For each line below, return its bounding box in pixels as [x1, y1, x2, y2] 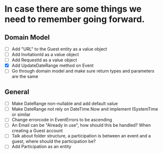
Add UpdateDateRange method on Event [11, 62, 94, 69]
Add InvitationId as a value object [11, 52, 79, 58]
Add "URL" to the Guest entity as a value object [11, 46, 107, 52]
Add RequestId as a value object [11, 57, 77, 63]
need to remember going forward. [4, 14, 145, 25]
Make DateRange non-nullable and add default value [11, 101, 118, 107]
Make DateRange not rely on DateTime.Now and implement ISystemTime [11, 106, 159, 112]
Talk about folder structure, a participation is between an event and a [11, 133, 151, 139]
